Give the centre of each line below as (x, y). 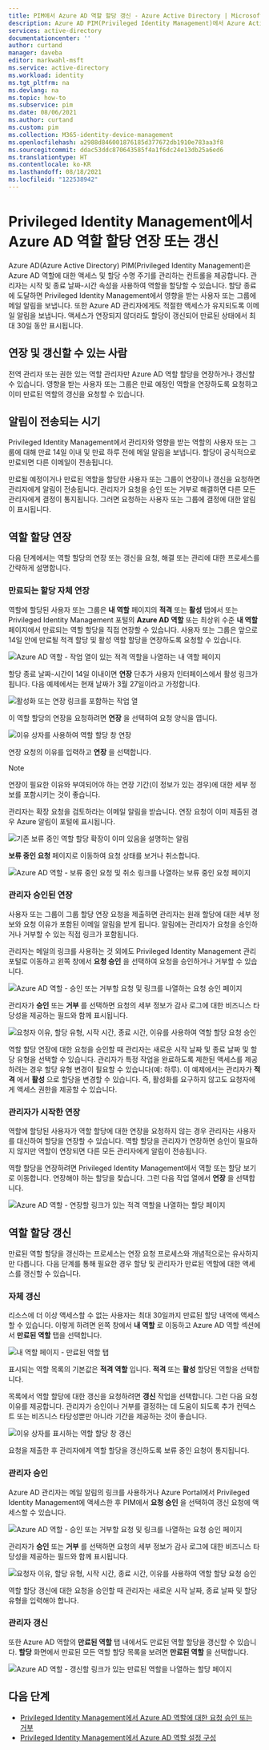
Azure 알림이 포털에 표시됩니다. (66, 821)
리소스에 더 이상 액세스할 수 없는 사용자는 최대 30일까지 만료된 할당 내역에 (124, 1315)
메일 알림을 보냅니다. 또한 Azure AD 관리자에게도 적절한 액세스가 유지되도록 (126, 305)
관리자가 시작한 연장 (44, 1112)
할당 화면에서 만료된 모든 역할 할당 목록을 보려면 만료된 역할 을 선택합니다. (134, 1651)
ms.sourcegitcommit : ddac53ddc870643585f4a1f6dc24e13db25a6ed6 (116, 150)
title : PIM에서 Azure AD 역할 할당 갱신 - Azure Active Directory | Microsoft (136, 16)
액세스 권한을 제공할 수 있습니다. (67, 1089)
